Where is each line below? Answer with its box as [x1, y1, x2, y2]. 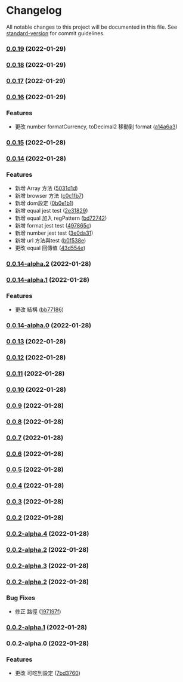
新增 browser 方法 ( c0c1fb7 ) [14, 192, 84, 199]
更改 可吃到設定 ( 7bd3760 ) [14, 669, 80, 677]
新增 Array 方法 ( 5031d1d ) [14, 185, 79, 192]
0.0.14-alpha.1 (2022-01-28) [6, 275, 89, 284]
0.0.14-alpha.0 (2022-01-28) [6, 321, 91, 330]
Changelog [6, 4, 62, 17]
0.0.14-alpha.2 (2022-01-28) [6, 259, 91, 268]
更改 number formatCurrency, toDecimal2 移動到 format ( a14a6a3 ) [14, 123, 178, 130]
